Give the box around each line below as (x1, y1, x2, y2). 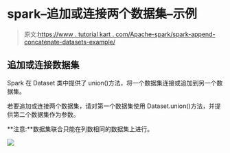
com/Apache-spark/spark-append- (115, 30, 216, 38)
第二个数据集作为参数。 (12, 110, 80, 118)
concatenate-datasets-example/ (23, 38, 115, 46)
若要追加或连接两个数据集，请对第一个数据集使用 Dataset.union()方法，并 (7, 102, 215, 110)
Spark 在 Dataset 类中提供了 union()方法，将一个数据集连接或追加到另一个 (7, 79, 217, 87)
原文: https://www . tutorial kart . (23, 30, 115, 38)
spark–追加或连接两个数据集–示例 (7, 6, 197, 22)
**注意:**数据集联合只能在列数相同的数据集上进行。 (7, 124, 154, 133)
